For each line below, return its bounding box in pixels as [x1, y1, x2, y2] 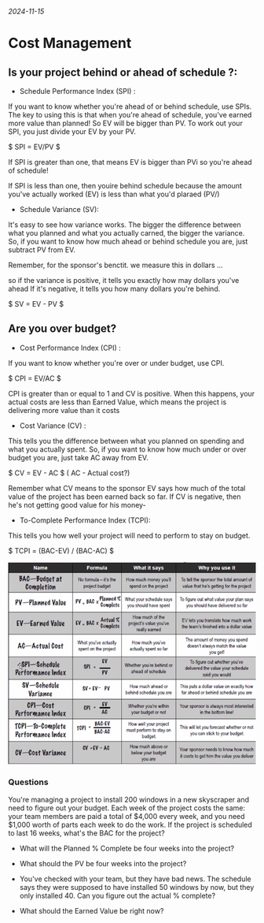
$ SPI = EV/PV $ [8, 142, 60, 151]
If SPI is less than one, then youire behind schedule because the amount [8, 181, 242, 190]
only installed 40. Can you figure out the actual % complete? [19, 891, 216, 900]
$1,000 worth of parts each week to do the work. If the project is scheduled [8, 820, 253, 829]
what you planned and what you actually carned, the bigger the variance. [8, 229, 245, 237]
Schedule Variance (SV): [19, 205, 100, 214]
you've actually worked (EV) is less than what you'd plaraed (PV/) [8, 189, 220, 199]
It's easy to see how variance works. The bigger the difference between [8, 220, 241, 229]
